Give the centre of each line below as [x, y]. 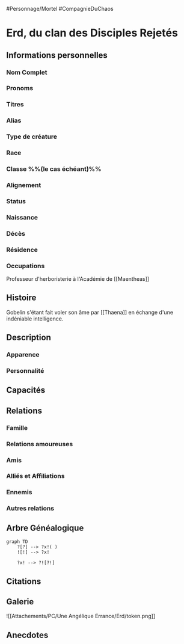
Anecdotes [27, 635]
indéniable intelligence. [35, 319]
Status [16, 201]
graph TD [17, 542]
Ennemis [19, 492]
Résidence [22, 250]
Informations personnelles [57, 55]
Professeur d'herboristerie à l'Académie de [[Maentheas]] [78, 278]
